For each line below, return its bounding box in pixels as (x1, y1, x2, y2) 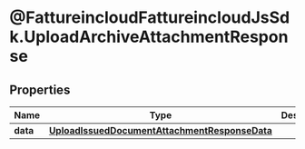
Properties (9, 82, 71, 97)
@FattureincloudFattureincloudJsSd (9, 7, 290, 28)
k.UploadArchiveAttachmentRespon (9, 26, 289, 47)
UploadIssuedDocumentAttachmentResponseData (48, 124, 272, 136)
